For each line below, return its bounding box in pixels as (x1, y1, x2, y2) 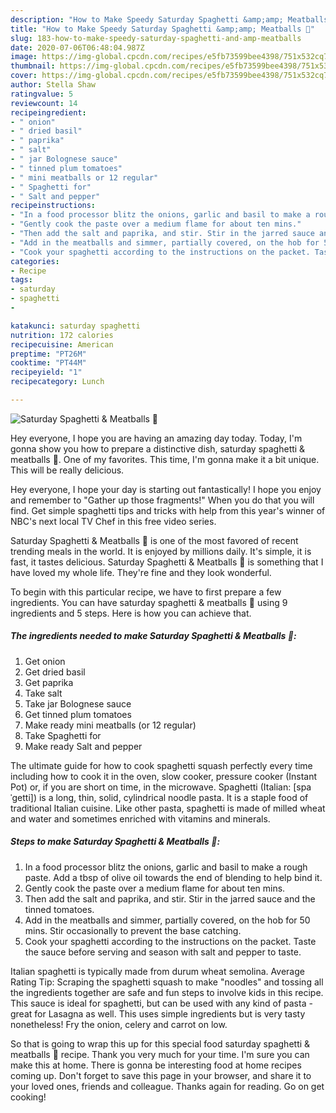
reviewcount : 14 (10, 98, 78, 108)
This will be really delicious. (10, 464, 125, 476)
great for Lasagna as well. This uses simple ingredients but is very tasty (10, 1007, 306, 1020)
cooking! (10, 1091, 47, 1103)
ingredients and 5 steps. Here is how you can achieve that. (10, 607, 252, 619)
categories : (10, 256, 60, 266)
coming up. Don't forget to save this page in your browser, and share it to (10, 1069, 312, 1081)
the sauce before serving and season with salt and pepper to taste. (24, 946, 302, 958)
